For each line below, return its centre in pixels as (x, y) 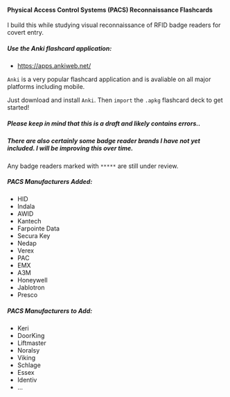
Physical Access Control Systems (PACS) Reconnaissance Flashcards (110, 10)
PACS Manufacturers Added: (50, 182)
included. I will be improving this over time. (70, 149)
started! (18, 108)
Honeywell (32, 280)
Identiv (27, 380)
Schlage (29, 365)
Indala (26, 206)
